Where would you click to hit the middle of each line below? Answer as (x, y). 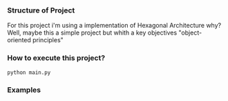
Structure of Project (41, 10)
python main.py (29, 72)
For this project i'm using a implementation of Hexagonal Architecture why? (114, 26)
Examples (24, 90)
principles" (48, 40)
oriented (19, 40)
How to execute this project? (56, 58)
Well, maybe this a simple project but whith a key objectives (92, 33)
